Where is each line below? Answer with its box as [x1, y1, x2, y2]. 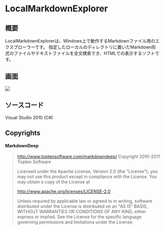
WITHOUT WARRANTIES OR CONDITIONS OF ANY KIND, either [17, 209, 146, 215]
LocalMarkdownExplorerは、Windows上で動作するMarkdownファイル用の [5, 38, 156, 44]
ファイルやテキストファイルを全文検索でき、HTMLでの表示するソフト [13, 50, 155, 56]
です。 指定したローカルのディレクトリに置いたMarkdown [34, 44, 152, 50]
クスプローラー [5, 44, 35, 50]
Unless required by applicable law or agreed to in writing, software [17, 198, 153, 204]
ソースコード [5, 101, 44, 109]
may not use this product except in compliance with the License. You [17, 174, 157, 180]
